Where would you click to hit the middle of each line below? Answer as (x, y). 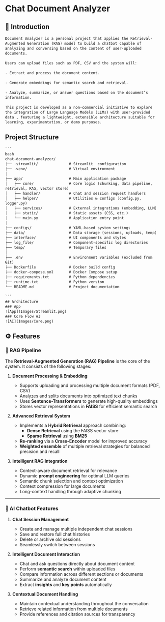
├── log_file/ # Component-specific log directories (77, 242)
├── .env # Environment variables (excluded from (79, 257)
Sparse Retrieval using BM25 (57, 436)
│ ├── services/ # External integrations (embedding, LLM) (81, 208)
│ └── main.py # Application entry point (65, 218)
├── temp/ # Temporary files (56, 247)
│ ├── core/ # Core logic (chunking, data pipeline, (79, 183)
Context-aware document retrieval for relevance (68, 471)
